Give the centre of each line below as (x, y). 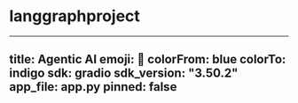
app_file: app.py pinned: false (93, 87)
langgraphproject (74, 16)
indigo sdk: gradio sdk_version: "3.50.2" (124, 74)
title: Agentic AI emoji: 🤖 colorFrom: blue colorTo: (148, 59)
